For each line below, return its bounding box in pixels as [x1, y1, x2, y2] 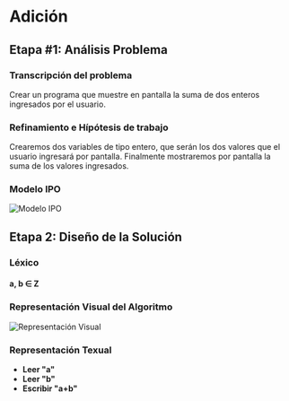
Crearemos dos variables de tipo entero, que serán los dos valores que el [9, 142, 281, 153]
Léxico [9, 256, 39, 268]
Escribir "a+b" [22, 383, 78, 394]
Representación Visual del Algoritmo [9, 301, 173, 313]
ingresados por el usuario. [9, 99, 106, 109]
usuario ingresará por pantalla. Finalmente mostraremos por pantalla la [9, 151, 271, 162]
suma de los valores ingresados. [9, 161, 129, 171]
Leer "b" [22, 373, 56, 384]
